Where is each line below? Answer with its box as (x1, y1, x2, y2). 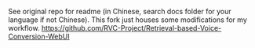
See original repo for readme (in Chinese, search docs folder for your (8, 7, 231, 16)
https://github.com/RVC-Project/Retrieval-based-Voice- (41, 24, 222, 32)
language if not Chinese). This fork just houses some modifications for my (8, 15, 247, 24)
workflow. (8, 24, 40, 32)
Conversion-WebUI (8, 31, 70, 41)
